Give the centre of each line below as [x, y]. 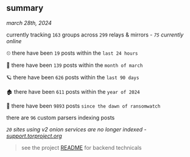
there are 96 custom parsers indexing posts [61, 117]
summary [25, 8]
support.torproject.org [34, 136]
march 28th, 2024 [29, 23]
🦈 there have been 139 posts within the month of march [75, 65]
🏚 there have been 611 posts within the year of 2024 [73, 91]
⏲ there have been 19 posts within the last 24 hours [72, 53]
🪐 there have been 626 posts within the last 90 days [73, 77]
